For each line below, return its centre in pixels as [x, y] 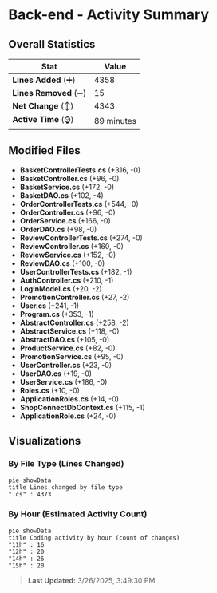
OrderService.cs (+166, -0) [65, 220]
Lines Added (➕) [44, 80]
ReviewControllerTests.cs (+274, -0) [81, 238]
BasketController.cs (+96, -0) [69, 178]
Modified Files [45, 150]
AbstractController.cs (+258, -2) [74, 322]
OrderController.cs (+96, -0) [67, 212]
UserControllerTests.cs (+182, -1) [76, 271]
